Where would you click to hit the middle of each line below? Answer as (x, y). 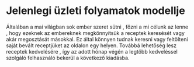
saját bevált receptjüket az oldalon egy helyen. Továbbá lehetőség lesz (91, 45)
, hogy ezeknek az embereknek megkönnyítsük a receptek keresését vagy (96, 33)
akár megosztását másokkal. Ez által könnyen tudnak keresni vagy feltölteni (97, 39)
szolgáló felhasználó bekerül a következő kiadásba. (68, 58)
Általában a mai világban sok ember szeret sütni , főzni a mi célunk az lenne (97, 27)
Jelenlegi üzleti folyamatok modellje (96, 11)
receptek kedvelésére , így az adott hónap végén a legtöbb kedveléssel (92, 51)
